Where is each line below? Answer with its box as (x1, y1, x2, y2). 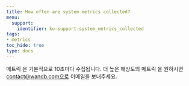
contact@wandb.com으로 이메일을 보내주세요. (6, 73, 117, 80)
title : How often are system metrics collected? (6, 8, 131, 15)
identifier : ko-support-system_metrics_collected (17, 25, 144, 32)
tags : (6, 31, 20, 37)
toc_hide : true (6, 43, 45, 49)
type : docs (6, 48, 34, 54)
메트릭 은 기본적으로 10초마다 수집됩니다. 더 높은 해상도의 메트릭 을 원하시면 (6, 65, 184, 72)
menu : (6, 14, 20, 20)
